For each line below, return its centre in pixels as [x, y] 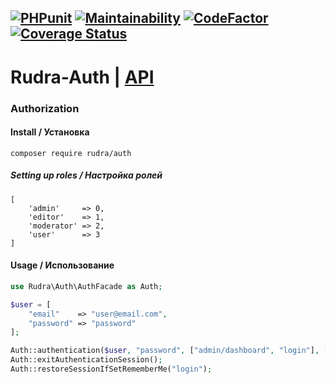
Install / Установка [50, 132]
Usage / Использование [62, 265]
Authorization [45, 108]
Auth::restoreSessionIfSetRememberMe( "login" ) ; [111, 369]
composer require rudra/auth [71, 153]
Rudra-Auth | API [82, 77]
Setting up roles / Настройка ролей [86, 175]
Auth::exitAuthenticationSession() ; [86, 360]
